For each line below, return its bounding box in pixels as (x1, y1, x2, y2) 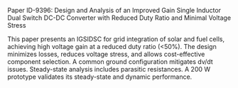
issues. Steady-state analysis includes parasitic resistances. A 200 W (7, 65, 211, 73)
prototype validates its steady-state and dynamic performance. (7, 72, 193, 81)
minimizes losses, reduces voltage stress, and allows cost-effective (7, 50, 205, 58)
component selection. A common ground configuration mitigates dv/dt (7, 57, 213, 66)
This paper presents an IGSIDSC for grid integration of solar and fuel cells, (7, 35, 225, 43)
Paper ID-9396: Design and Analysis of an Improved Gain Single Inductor (7, 6, 222, 14)
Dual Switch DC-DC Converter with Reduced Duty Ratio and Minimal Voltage (7, 13, 232, 22)
